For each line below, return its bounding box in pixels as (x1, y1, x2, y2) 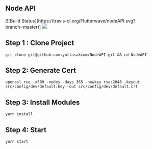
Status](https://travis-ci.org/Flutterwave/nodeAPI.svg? (21, 17, 136, 24)
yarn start (5, 139, 29, 144)
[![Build (5, 17, 21, 24)
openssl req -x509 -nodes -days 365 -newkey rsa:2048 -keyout (5, 79, 140, 85)
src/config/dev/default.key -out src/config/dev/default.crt (5, 84, 138, 89)
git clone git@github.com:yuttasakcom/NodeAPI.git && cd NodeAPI (5, 52, 147, 57)
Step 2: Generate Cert (5, 66, 77, 75)
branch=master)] (5, 24, 41, 30)
